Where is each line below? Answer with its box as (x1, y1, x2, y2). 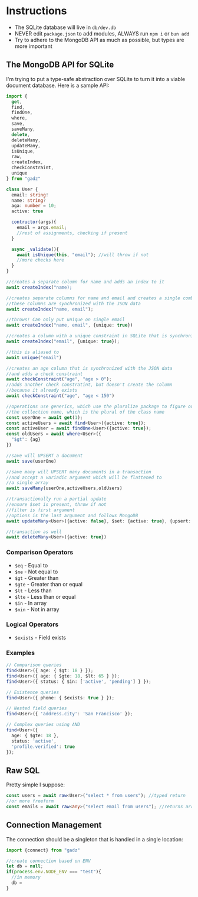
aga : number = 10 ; (11, 203, 57, 209)
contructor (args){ (11, 219, 57, 225)
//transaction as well (6, 528, 62, 535)
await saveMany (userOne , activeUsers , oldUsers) (6, 485, 123, 492)
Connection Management (6, 820, 102, 830)
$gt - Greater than (14, 574, 59, 581)
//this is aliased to (6, 349, 60, 355)
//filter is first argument (6, 507, 75, 513)
